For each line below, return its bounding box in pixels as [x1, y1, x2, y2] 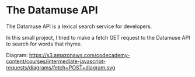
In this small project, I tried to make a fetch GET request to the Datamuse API [6, 34, 190, 41]
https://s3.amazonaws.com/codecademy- [29, 51, 130, 58]
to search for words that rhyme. [6, 40, 82, 47]
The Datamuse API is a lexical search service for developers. [6, 23, 152, 30]
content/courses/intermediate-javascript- [6, 58, 106, 65]
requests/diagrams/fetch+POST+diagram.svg [6, 64, 116, 71]
